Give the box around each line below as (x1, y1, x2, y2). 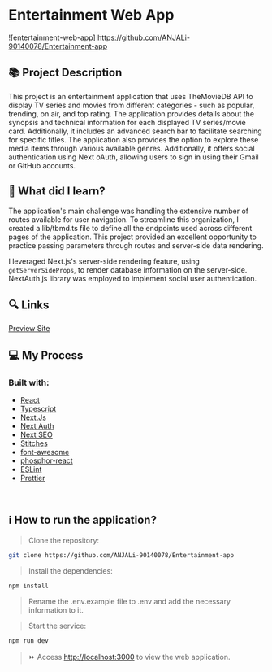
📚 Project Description (8, 66, 123, 80)
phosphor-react (19, 456, 73, 465)
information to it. (28, 604, 84, 615)
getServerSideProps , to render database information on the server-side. (8, 264, 248, 274)
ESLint (19, 465, 42, 474)
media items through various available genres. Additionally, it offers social (8, 143, 255, 153)
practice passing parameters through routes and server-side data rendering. (8, 240, 264, 250)
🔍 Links (8, 298, 50, 312)
